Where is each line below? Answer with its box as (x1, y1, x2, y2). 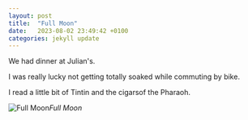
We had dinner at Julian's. (8, 56, 96, 66)
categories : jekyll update (8, 34, 100, 43)
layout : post (8, 11, 53, 20)
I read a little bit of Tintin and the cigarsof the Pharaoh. (8, 88, 190, 97)
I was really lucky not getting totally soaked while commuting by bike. (8, 72, 241, 81)
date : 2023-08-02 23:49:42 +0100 (8, 27, 129, 35)
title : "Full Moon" (8, 19, 79, 27)
